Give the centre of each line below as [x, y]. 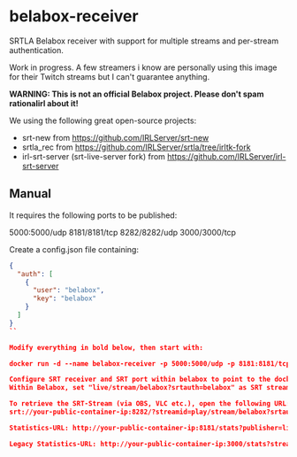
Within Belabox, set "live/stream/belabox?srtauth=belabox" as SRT [136, 388]
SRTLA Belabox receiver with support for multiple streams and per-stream [144, 41]
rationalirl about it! [44, 103]
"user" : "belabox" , [68, 290]
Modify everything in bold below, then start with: [106, 347]
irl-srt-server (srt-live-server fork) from [94, 156]
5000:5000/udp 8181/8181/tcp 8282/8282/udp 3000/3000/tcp [123, 232]
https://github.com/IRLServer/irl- [227, 156]
